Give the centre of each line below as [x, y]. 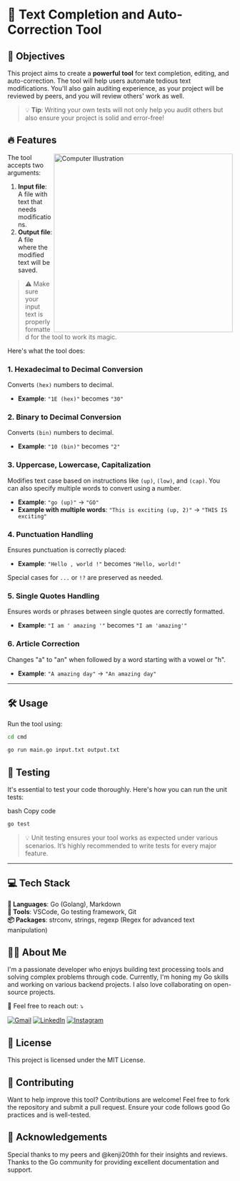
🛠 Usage [28, 703]
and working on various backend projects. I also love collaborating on [110, 985]
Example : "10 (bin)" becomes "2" [69, 446]
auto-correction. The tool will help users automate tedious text [99, 81]
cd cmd [17, 737]
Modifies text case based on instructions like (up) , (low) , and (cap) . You [114, 481]
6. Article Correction [44, 644]
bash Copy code [32, 810]
